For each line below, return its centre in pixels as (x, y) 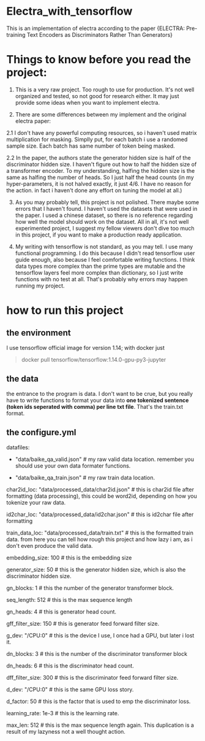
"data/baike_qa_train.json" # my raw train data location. (85, 477)
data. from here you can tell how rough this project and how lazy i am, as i (99, 539)
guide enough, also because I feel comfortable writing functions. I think (105, 259)
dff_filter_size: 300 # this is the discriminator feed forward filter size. (92, 677)
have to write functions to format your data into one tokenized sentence (98, 400)
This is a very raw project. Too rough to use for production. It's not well (105, 89)
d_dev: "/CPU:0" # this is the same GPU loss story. (70, 689)
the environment (39, 333)
